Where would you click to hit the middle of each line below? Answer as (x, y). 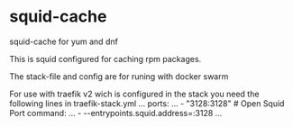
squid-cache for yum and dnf (64, 41)
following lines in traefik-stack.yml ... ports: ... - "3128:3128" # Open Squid (147, 103)
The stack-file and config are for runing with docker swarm (119, 76)
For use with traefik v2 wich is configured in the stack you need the (134, 94)
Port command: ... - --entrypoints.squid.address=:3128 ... (116, 113)
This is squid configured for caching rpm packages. (105, 59)
